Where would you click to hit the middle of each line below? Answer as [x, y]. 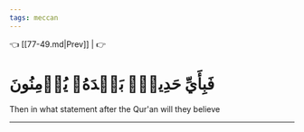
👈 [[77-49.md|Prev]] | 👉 [58, 44]
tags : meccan [34, 18]
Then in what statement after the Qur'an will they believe [115, 108]
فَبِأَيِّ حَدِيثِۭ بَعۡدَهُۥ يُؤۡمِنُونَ [112, 84]
